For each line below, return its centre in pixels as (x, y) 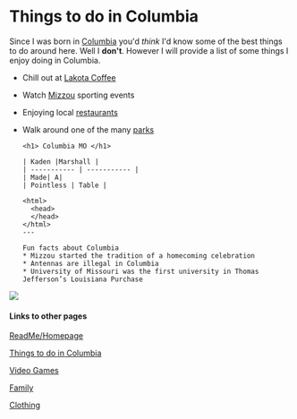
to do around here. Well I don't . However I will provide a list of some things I (149, 50)
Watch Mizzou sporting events (78, 95)
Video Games (34, 371)
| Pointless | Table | (64, 185)
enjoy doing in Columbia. (55, 60)
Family (21, 388)
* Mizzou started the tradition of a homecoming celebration (139, 256)
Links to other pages (48, 316)
